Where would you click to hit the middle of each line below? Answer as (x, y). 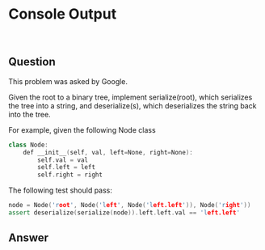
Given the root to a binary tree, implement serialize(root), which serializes (130, 97)
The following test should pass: (61, 190)
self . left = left (66, 167)
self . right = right (70, 175)
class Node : (28, 145)
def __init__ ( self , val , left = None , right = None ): (108, 152)
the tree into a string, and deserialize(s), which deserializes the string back (132, 105)
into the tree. (29, 114)
